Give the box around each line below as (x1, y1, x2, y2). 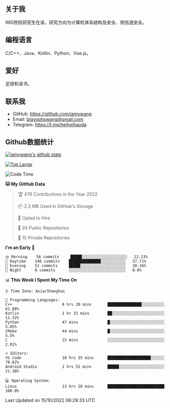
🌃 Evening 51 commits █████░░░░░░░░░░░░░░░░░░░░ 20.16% (5, 263, 146, 268)
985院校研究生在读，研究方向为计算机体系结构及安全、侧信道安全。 (5, 19, 147, 25)
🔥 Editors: (5, 351, 29, 356)
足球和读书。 (5, 81, 32, 87)
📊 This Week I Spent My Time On (5, 277, 77, 283)
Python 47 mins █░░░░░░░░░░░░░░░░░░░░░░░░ (5, 320, 165, 325)
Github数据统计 (5, 138, 54, 146)
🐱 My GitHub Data (5, 181, 46, 187)
